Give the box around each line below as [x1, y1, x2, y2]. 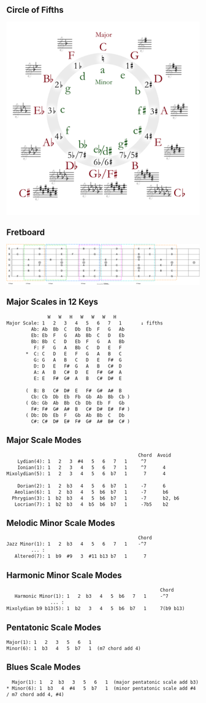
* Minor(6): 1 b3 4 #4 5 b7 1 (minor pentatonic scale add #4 [6, 685, 196, 691]
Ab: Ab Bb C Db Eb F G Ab [31, 326, 124, 332]
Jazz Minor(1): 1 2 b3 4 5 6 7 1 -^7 [6, 541, 147, 548]
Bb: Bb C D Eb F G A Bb [31, 338, 124, 345]
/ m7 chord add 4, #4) [6, 691, 64, 697]
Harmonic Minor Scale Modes [6, 570, 123, 580]
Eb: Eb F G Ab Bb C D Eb [31, 332, 124, 339]
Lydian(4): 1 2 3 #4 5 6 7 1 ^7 [17, 458, 147, 465]
